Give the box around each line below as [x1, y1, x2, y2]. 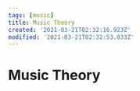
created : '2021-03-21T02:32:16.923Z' [8, 26, 131, 33]
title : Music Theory [8, 19, 76, 26]
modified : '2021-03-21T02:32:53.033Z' [8, 33, 135, 41]
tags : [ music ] [8, 11, 55, 19]
